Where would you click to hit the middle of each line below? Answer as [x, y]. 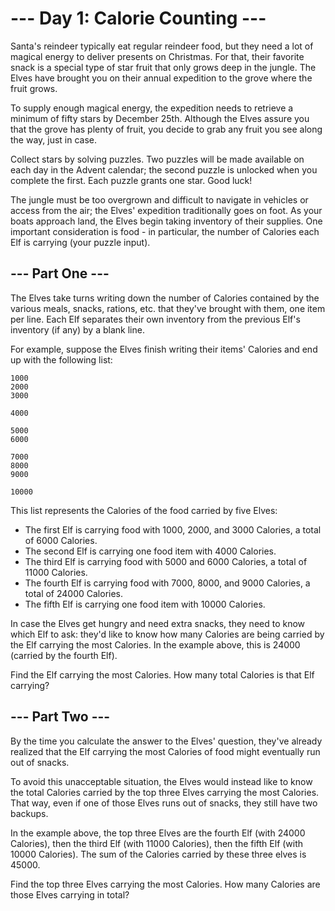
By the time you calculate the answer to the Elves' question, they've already [166, 741]
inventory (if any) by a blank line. [77, 329]
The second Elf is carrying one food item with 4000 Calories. [150, 551]
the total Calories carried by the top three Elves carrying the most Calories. [165, 792]
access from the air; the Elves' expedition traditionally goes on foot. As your [166, 210]
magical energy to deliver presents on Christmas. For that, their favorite [157, 56]
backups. [29, 813]
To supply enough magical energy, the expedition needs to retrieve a [152, 108]
